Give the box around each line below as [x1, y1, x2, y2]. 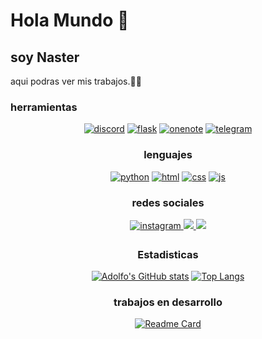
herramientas [10, 100, 78, 114]
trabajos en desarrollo [113, 295, 223, 309]
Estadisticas [137, 247, 199, 261]
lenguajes [143, 148, 193, 162]
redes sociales [131, 195, 205, 209]
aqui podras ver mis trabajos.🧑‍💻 [10, 75, 142, 87]
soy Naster [10, 49, 80, 66]
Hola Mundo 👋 [10, 9, 130, 32]
